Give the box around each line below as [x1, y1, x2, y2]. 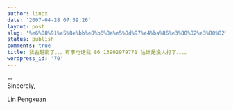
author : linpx [7, 10, 49, 17]
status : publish [7, 36, 54, 43]
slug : [7, 29, 23, 37]
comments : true [7, 42, 51, 49]
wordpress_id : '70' [7, 55, 64, 62]
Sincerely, [7, 81, 36, 90]
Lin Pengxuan [7, 95, 46, 103]
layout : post [7, 23, 45, 30]
